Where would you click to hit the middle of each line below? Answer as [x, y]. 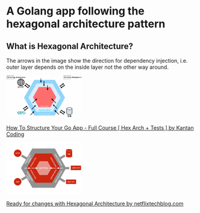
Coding [15, 134]
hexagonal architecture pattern [86, 24]
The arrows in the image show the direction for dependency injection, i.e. [97, 61]
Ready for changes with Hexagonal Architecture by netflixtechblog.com [95, 203]
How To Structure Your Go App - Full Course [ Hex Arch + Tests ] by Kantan [100, 127]
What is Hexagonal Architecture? [70, 46]
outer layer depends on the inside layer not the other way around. [87, 67]
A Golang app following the [75, 11]
